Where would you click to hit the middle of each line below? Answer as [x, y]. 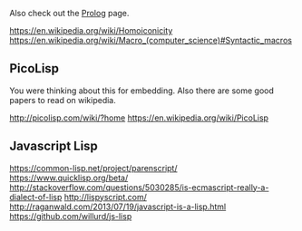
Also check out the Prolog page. [69, 13]
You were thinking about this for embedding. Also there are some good [142, 91]
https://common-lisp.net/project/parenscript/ [93, 168]
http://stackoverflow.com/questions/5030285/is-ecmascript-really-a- [139, 187]
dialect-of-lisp [36, 197]
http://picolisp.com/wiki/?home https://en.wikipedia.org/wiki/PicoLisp [139, 118]
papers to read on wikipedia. [63, 100]
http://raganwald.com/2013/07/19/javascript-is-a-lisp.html [118, 207]
